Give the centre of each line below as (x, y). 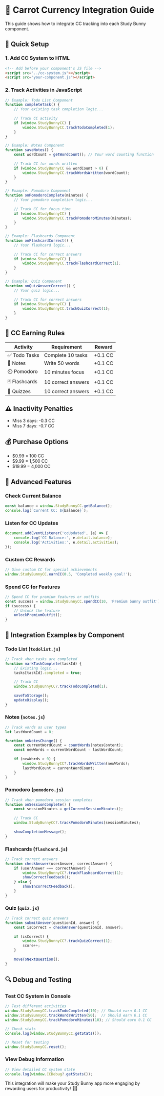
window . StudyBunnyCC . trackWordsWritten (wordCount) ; (76, 173)
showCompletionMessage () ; (40, 832)
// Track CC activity (36, 119)
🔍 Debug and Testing (38, 980)
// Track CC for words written (46, 164)
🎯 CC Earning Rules (35, 333)
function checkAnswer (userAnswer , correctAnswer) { (59, 864)
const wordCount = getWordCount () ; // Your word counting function (84, 155)
